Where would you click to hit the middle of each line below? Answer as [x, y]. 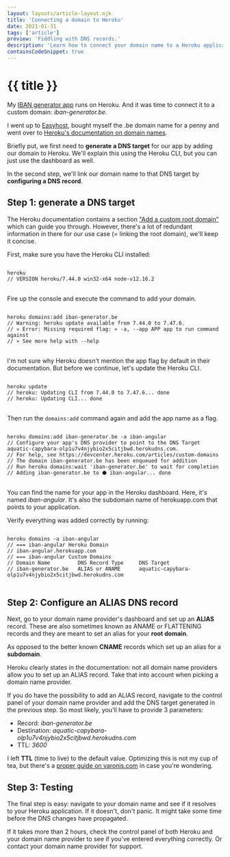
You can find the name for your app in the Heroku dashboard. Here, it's [107, 492]
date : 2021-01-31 [32, 26]
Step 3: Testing [40, 787]
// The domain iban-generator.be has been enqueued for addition [102, 460]
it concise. [22, 241]
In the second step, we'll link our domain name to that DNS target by [103, 174]
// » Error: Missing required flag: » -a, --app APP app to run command [113, 329]
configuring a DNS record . [45, 181]
